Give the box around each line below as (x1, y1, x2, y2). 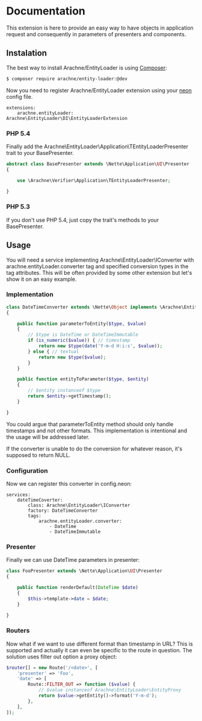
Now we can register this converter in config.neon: (6, 480, 132, 487)
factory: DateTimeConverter (28, 508, 98, 514)
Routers (6, 626, 30, 635)
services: (6, 492, 31, 498)
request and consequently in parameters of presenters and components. (6, 30, 186, 37)
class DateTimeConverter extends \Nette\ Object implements (6, 304, 158, 310)
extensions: (6, 104, 36, 111)
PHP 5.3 (6, 203, 30, 211)
